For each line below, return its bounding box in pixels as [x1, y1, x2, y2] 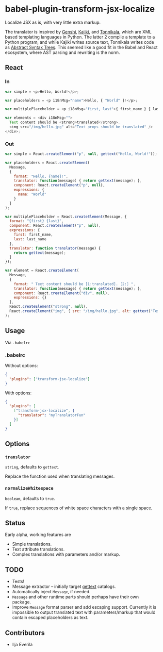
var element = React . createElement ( [5, 268, 79, 273]
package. [12, 599, 31, 605]
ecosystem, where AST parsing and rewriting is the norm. [5, 50, 120, 55]
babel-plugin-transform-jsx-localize [5, 3, 155, 15]
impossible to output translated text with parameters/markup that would [12, 609, 156, 615]
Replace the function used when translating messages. [5, 473, 115, 479]
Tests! [12, 579, 25, 585]
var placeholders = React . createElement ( [5, 160, 90, 165]
